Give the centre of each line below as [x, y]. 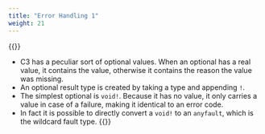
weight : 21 [27, 23]
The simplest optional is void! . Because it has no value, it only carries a [139, 95]
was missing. [42, 79]
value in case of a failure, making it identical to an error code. [122, 104]
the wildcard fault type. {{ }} [65, 121]
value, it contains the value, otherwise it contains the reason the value [136, 70]
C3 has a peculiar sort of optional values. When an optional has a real [135, 62]
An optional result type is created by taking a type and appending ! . [132, 87]
